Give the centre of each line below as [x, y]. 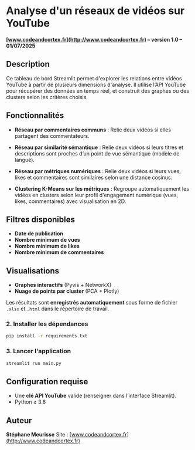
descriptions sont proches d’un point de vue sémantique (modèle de [97, 153]
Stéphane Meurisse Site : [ [39, 435]
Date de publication [39, 234]
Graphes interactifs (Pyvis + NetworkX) [63, 285]
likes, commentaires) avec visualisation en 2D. [70, 201]
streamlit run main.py [34, 363]
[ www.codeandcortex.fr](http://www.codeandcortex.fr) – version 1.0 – [94, 39]
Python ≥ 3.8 [30, 402]
